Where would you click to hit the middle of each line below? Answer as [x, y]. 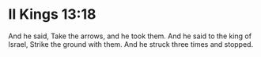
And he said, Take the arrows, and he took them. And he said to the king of [130, 36]
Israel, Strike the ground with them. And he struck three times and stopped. [131, 44]
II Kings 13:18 [52, 14]
